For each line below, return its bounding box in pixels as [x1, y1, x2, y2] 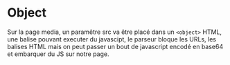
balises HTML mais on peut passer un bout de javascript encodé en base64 [7, 42, 224, 50]
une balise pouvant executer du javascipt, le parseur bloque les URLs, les [7, 35, 217, 43]
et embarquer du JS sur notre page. [7, 50, 109, 58]
